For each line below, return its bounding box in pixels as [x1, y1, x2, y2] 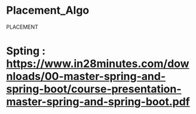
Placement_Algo [6, 4, 90, 17]
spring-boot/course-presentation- [6, 82, 182, 96]
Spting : [6, 44, 46, 58]
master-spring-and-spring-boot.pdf [6, 95, 190, 109]
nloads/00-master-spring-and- [6, 70, 166, 84]
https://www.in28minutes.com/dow [6, 57, 189, 70]
